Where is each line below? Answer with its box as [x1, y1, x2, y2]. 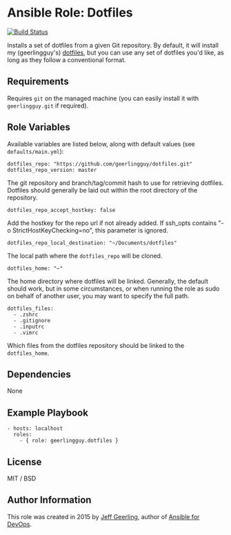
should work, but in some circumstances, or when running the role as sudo [7, 284, 220, 293]
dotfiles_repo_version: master [7, 166, 97, 173]
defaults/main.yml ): [7, 147, 64, 155]
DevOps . [7, 520, 32, 528]
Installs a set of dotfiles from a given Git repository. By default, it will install [7, 41, 219, 49]
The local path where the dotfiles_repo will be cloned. [7, 251, 163, 260]
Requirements [7, 76, 69, 88]
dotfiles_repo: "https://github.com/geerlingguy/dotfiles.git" [7, 160, 193, 167]
